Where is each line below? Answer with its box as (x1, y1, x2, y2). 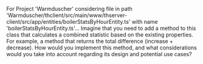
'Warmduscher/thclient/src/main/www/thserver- (6, 12, 128, 19)
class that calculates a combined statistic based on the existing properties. (6, 31, 193, 38)
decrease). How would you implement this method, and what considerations (6, 44, 198, 51)
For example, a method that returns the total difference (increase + (6, 38, 173, 44)
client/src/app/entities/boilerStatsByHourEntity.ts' (6, 18, 131, 25)
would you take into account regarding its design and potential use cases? (6, 51, 193, 57)
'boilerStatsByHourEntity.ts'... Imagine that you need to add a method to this (6, 24, 196, 32)
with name (131, 18, 158, 25)
